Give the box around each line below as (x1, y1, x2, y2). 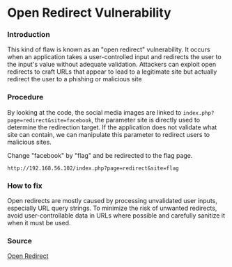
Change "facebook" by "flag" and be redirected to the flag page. (7, 151, 193, 159)
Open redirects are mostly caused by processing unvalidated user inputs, (7, 197, 217, 205)
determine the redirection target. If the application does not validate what (7, 123, 217, 131)
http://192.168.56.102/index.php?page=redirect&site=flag (7, 165, 179, 172)
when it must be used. (7, 219, 71, 227)
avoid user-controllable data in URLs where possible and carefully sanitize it (7, 211, 225, 220)
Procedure (7, 92, 44, 102)
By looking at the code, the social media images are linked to (7, 108, 182, 116)
